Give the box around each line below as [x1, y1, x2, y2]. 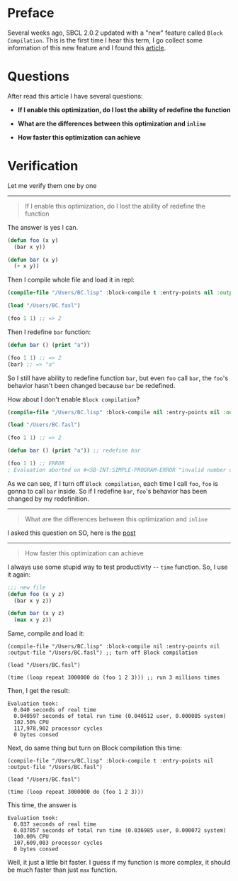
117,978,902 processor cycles [13, 725, 103, 732]
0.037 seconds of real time [13, 821, 97, 828]
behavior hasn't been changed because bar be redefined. [7, 381, 176, 389]
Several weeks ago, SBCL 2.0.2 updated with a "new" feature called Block [7, 28, 223, 37]
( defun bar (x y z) [7, 610, 65, 617]
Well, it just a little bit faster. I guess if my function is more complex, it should [7, 858, 231, 867]
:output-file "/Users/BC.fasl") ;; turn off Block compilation [7, 649, 198, 657]
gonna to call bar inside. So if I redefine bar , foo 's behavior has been [7, 487, 208, 495]
